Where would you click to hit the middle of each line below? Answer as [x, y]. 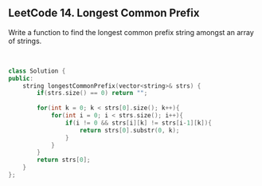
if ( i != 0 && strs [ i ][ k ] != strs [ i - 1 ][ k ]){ [139, 123]
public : [21, 78]
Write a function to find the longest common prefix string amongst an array [131, 32]
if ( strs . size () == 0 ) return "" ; [92, 93]
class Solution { [37, 71]
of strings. [25, 41]
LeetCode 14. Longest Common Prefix [104, 13]
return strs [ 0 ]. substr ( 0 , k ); [129, 130]
